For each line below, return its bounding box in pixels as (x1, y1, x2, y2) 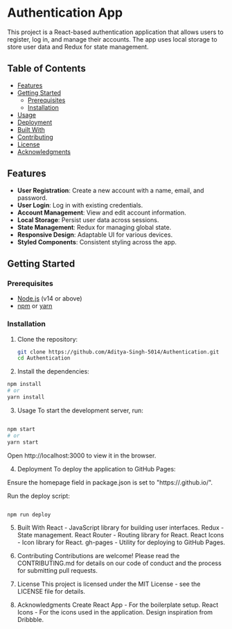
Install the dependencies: (17, 367, 90, 376)
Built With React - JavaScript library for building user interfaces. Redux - (17, 523, 224, 532)
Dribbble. (17, 616, 44, 624)
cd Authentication (17, 355, 71, 362)
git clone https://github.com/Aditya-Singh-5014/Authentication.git (17, 349, 220, 355)
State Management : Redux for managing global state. (17, 223, 172, 231)
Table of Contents (7, 62, 87, 74)
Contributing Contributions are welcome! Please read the (17, 552, 180, 560)
